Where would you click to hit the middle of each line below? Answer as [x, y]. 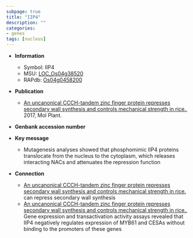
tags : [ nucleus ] [26, 39]
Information [30, 56]
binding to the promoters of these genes [73, 229]
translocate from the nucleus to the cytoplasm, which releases [99, 156]
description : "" [26, 22]
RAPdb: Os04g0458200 [53, 80]
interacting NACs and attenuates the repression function [92, 162]
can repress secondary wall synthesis [70, 198]
